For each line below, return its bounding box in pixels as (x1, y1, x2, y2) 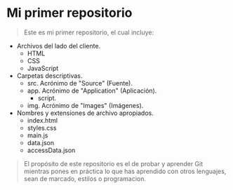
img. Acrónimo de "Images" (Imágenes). (27, 101, 144, 109)
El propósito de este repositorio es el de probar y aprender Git (23, 159, 204, 168)
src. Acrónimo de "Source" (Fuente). (27, 79, 133, 87)
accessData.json (27, 146, 76, 154)
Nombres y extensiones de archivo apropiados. (16, 109, 154, 117)
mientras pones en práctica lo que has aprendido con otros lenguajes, (23, 167, 227, 175)
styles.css (27, 123, 57, 132)
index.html (27, 116, 58, 124)
